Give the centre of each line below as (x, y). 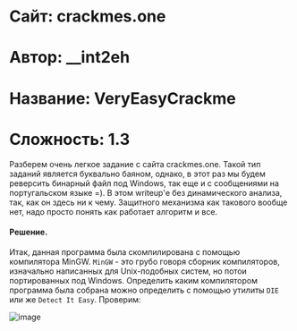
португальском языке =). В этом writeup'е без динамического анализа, (146, 192)
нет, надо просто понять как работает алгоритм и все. (113, 211)
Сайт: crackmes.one (88, 17)
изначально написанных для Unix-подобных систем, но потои (128, 271)
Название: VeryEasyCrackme (123, 98)
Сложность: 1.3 (70, 139)
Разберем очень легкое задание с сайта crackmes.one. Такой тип (135, 164)
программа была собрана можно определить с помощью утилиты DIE (144, 290)
